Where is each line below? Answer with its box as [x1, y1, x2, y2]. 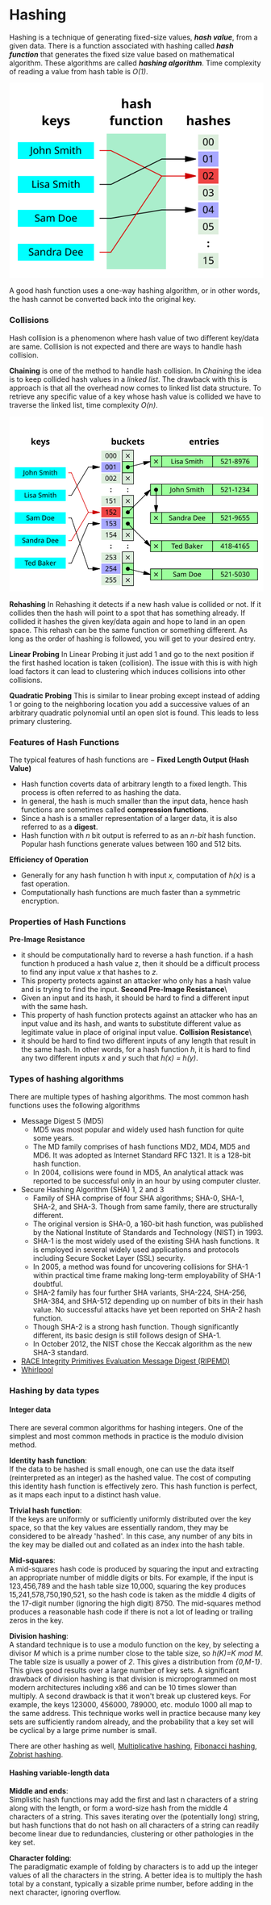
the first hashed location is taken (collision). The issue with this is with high [9, 658, 258, 668]
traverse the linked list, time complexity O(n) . [9, 400, 158, 409]
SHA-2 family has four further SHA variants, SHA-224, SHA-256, [32, 1287, 247, 1297]
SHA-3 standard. [32, 1347, 90, 1357]
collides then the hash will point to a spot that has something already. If [9, 608, 245, 618]
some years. [32, 1133, 75, 1143]
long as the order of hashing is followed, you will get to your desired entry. [9, 634, 256, 643]
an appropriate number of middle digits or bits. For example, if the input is [9, 1572, 254, 1582]
